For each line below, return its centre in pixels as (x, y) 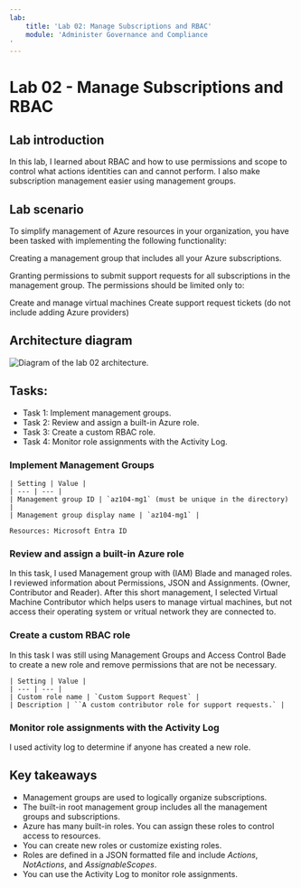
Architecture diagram (71, 341)
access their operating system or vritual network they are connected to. (143, 612)
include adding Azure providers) (69, 313)
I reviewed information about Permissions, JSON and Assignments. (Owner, (150, 583)
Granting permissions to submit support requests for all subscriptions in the (150, 276)
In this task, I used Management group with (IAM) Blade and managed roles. (151, 574)
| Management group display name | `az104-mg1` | (105, 515)
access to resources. (61, 836)
